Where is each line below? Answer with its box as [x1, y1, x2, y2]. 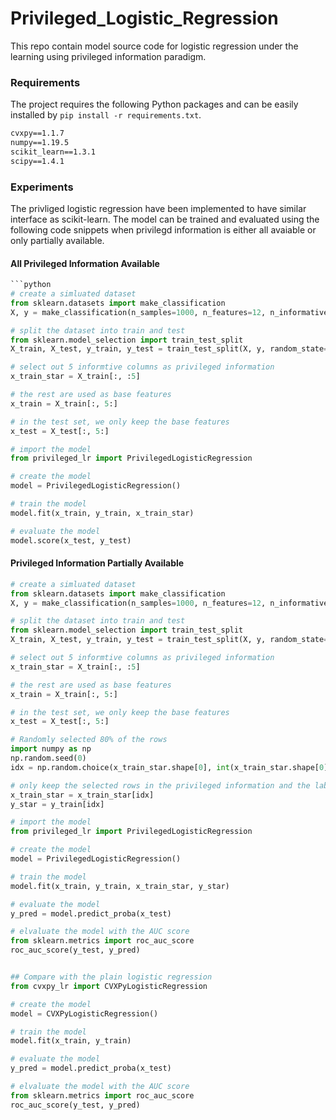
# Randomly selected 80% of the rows [10, 735, 168, 745]
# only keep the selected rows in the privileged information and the [10, 780, 311, 791]
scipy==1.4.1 [10, 156, 65, 166]
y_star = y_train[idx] [10, 799, 105, 809]
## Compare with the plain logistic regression [10, 972, 213, 982]
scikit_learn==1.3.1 [10, 147, 97, 157]
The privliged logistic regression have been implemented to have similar [10, 203, 307, 215]
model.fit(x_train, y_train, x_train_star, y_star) [10, 881, 230, 891]
